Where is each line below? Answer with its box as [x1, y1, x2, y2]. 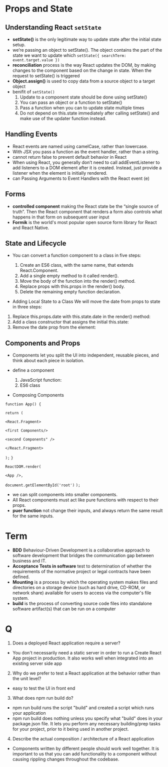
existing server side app [12, 661, 62, 667]
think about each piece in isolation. [12, 358, 84, 364]
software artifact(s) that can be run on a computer [12, 606, 116, 612]
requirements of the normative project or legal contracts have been [12, 569, 151, 575]
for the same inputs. [12, 513, 54, 519]
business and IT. [12, 558, 46, 564]
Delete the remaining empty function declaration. [19, 289, 121, 295]
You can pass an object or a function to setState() [19, 99, 122, 105]
